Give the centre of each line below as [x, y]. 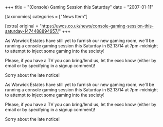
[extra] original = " [23, 26]
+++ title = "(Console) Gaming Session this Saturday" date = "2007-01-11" [79, 7]
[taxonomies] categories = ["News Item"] [46, 16]
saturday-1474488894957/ [32, 31]
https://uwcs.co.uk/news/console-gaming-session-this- [98, 26]
